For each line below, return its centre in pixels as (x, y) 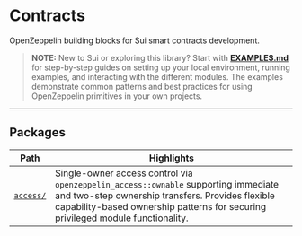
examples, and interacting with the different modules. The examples (157, 76)
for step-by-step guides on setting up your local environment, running (160, 67)
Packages (37, 132)
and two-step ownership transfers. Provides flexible (165, 196)
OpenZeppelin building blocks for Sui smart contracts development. (135, 40)
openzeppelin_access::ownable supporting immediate (167, 184)
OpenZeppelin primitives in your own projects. (117, 96)
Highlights (172, 158)
